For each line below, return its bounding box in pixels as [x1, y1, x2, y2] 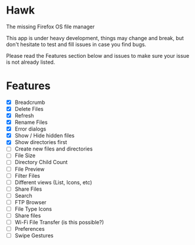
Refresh [14, 112, 34, 119]
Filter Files [14, 172, 40, 179]
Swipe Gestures [14, 232, 54, 239]
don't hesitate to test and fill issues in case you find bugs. [6, 41, 147, 48]
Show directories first [14, 139, 67, 146]
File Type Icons [14, 205, 52, 213]
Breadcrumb [14, 99, 45, 106]
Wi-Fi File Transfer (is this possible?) [14, 219, 105, 226]
